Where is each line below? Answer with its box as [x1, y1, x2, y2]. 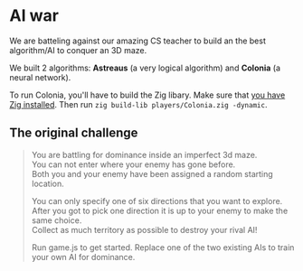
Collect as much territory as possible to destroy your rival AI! [31, 224, 258, 235]
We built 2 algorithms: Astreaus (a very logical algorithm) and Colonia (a [9, 62, 281, 73]
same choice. [31, 214, 82, 226]
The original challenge [9, 126, 138, 141]
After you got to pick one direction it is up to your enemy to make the [31, 205, 289, 216]
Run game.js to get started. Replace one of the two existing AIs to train [31, 241, 295, 253]
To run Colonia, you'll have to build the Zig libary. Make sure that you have [9, 89, 286, 100]
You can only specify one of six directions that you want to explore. [31, 195, 283, 206]
